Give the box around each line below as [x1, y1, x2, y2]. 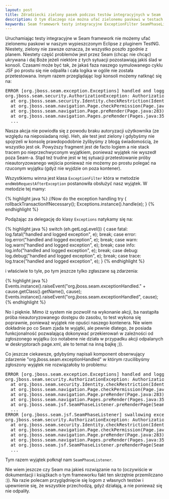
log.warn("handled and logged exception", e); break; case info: [5, 242, 136, 248]
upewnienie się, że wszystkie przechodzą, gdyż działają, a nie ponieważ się [5, 483, 162, 489]
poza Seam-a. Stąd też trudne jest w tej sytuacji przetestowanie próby [5, 155, 151, 161]
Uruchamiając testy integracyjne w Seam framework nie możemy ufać [5, 35, 151, 41]
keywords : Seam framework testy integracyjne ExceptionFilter [5, 21, 138, 27]
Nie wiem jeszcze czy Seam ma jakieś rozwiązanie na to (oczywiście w [5, 467, 152, 473]
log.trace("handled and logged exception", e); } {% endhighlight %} [5, 258, 145, 264]
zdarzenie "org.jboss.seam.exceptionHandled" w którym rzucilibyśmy [5, 357, 150, 363]
